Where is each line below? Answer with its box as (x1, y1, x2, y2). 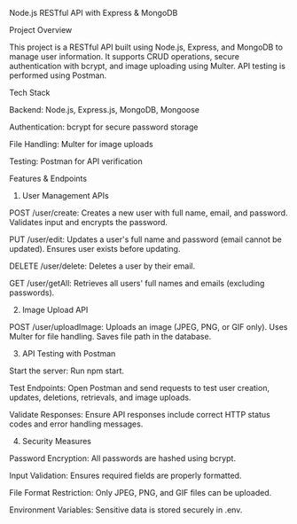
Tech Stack (9, 88, 51, 98)
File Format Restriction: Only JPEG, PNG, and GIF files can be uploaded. (9, 488, 272, 497)
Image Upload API (21, 305, 89, 315)
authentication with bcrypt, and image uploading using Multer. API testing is (9, 61, 286, 71)
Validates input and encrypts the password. (9, 217, 168, 227)
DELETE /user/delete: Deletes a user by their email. (9, 261, 196, 271)
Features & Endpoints (9, 173, 87, 184)
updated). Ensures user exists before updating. (9, 244, 181, 254)
